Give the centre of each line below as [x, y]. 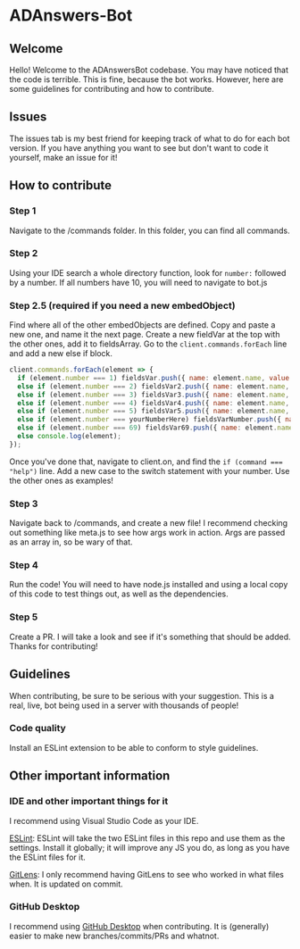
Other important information [90, 776]
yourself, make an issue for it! [63, 157]
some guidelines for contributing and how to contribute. [112, 89]
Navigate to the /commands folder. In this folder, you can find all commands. [150, 230]
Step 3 [24, 504]
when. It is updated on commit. [66, 884]
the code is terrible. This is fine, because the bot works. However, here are [146, 79]
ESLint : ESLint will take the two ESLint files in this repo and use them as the [147, 838]
